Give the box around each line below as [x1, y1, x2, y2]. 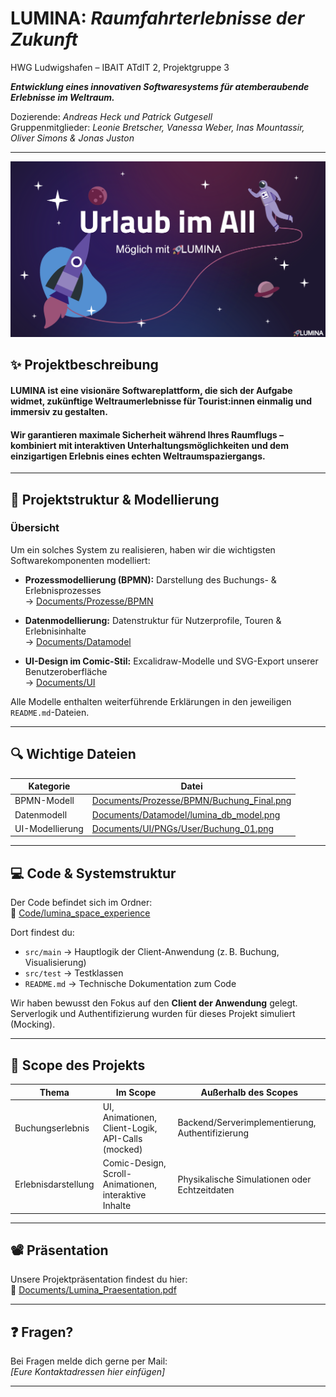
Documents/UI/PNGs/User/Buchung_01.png [91, 822, 275, 834]
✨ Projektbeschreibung [10, 357, 159, 374]
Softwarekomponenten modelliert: [10, 554, 151, 566]
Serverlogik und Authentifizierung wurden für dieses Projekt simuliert [10, 1008, 296, 1020]
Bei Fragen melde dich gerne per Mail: [10, 1355, 168, 1367]
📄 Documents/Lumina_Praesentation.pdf [10, 1284, 177, 1296]
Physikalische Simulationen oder [177, 1173, 312, 1185]
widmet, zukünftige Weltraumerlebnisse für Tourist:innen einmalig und [10, 395, 312, 407]
